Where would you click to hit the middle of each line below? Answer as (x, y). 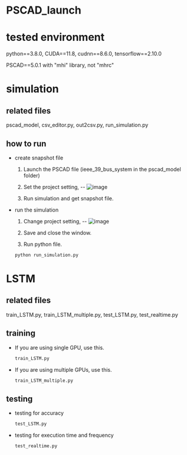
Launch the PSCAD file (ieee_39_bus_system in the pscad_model (102, 169)
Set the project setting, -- (54, 187)
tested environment (55, 38)
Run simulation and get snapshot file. (68, 198)
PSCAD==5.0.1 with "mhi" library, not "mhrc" (60, 65)
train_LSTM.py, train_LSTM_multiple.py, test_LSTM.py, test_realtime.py (92, 314)
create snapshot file (39, 158)
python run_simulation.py (46, 255)
